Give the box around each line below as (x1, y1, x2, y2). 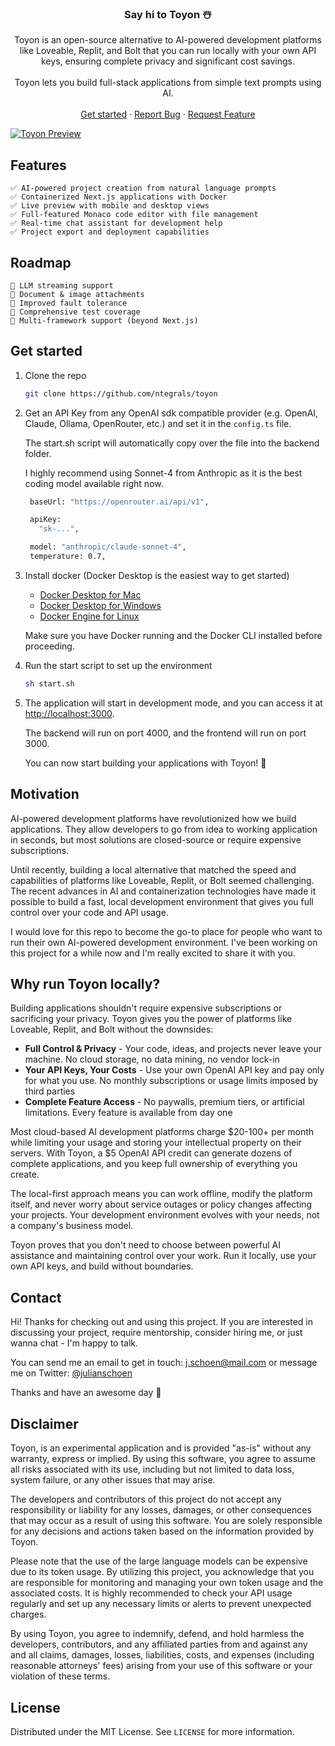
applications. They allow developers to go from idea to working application (10, 823, 318, 835)
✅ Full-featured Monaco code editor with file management (10, 210, 259, 220)
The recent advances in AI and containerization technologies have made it (10, 885, 317, 897)
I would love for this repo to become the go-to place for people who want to (10, 925, 323, 937)
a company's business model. (10, 1220, 134, 1232)
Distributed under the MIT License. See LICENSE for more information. (10, 1725, 295, 1737)
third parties (24, 1085, 76, 1097)
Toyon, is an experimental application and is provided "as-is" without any (10, 1442, 312, 1454)
